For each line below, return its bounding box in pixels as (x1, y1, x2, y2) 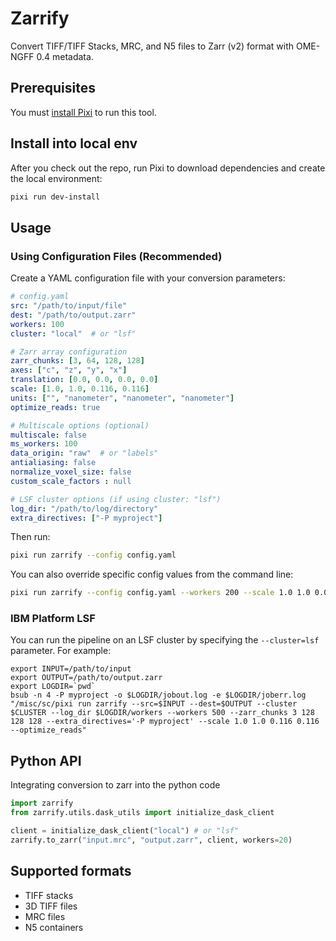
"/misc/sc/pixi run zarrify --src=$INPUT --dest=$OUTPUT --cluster (10, 699, 298, 709)
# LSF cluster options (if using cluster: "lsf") (10, 494, 222, 504)
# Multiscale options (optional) (10, 420, 150, 431)
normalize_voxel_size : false (10, 467, 132, 477)
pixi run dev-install (10, 192, 101, 202)
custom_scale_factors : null (10, 476, 132, 486)
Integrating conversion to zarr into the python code (10, 779, 221, 791)
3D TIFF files (24, 900, 78, 912)
